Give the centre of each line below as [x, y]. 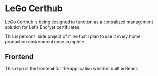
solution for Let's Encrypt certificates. [43, 27]
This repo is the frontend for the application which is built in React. [72, 68]
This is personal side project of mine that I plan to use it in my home [73, 36]
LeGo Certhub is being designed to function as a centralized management [79, 22]
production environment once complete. [45, 41]
